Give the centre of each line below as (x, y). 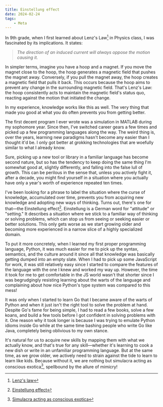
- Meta (20, 23)
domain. (13, 234)
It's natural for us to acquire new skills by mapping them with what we (75, 340)
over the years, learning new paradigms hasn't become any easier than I (77, 137)
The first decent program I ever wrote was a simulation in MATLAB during (78, 121)
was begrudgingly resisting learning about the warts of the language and (78, 280)
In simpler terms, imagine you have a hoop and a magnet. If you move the (78, 67)
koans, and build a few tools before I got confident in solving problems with (80, 315)
